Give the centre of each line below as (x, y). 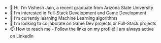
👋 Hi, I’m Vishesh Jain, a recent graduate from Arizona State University (81, 8)
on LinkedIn (22, 36)
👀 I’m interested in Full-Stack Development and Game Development (78, 13)
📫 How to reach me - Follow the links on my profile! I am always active (82, 29)
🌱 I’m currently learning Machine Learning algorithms (64, 18)
